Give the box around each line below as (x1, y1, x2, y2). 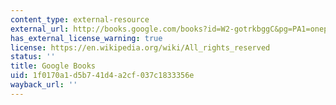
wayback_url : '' (10, 80, 78, 90)
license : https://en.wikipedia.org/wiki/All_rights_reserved (10, 42, 271, 53)
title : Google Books (10, 61, 97, 71)
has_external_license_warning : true (10, 33, 163, 43)
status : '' (10, 52, 56, 62)
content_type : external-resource (10, 14, 150, 25)
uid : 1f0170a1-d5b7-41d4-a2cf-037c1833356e (10, 71, 195, 81)
